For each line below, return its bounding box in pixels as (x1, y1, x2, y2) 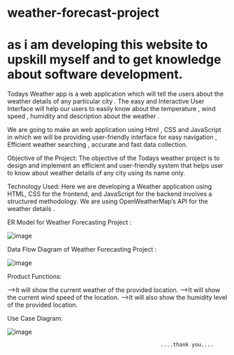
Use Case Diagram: (7, 314, 63, 323)
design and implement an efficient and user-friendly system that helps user (7, 161, 224, 170)
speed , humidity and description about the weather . (7, 112, 160, 120)
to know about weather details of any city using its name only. (7, 169, 186, 177)
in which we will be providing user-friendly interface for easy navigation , (7, 133, 218, 141)
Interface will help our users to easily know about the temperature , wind (7, 105, 216, 113)
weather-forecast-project (7, 5, 159, 21)
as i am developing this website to (7, 37, 208, 53)
